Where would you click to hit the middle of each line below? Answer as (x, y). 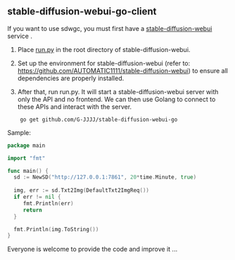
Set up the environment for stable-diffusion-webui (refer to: (104, 63)
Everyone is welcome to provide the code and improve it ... (93, 249)
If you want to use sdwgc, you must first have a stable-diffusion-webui (110, 28)
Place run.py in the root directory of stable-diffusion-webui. (104, 49)
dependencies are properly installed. (71, 78)
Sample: (19, 132)
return (32, 210)
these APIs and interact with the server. (75, 106)
